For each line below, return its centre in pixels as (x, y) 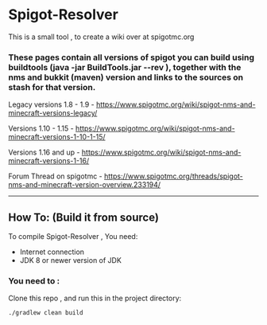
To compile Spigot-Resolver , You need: (73, 237)
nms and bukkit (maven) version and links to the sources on (126, 77)
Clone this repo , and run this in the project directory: (95, 298)
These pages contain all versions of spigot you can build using (132, 57)
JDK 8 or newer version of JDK (70, 260)
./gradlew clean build (46, 313)
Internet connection (52, 252)
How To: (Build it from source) (83, 217)
